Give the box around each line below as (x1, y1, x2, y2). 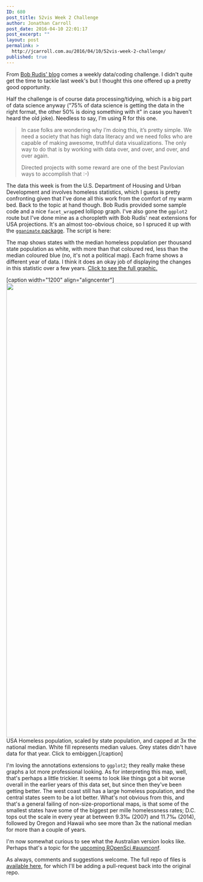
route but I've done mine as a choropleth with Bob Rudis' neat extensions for (6, 214, 197, 221)
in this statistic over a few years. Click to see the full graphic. (6, 264, 158, 271)
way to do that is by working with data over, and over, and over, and (21, 145, 190, 153)
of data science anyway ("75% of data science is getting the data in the (6, 101, 184, 109)
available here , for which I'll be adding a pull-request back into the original (6, 862, 192, 869)
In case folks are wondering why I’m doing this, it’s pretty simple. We (21, 126, 192, 133)
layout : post (6, 37, 39, 43)
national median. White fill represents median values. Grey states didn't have (6, 743, 197, 751)
